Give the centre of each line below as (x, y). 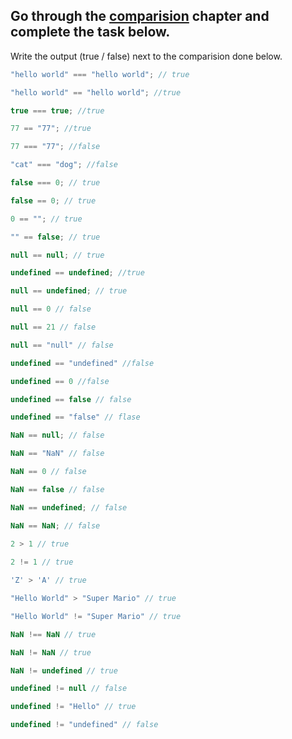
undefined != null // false (69, 689)
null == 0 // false (51, 309)
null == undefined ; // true (69, 291)
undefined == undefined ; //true (77, 273)
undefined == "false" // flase (75, 417)
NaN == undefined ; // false (69, 507)
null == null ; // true (57, 255)
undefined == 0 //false (60, 381)
